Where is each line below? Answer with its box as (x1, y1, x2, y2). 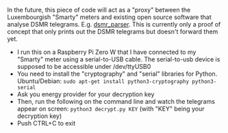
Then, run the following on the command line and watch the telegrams (16, 98, 216, 105)
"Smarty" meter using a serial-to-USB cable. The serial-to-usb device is (16, 55, 220, 63)
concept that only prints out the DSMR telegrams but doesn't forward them (7, 27, 218, 35)
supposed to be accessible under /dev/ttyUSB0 (16, 63, 151, 70)
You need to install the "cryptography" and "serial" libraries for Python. (16, 70, 218, 78)
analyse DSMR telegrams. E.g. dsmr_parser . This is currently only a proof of (7, 20, 221, 28)
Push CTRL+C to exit (16, 119, 76, 127)
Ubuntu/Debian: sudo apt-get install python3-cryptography (16, 77, 190, 85)
